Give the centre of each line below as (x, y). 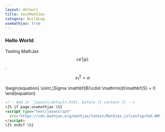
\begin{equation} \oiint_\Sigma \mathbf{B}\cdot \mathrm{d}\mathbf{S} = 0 (80, 88)
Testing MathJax (22, 51)
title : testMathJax (25, 14)
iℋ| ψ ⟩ (82, 59)
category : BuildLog (25, 19)
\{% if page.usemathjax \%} (34, 107)
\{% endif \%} (20, 125)
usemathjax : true (23, 23)
